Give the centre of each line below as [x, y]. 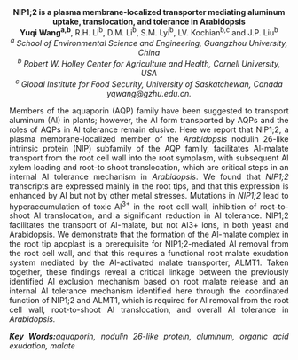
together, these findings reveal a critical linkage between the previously [149, 272]
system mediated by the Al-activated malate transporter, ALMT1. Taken [149, 262]
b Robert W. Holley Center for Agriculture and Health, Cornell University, [149, 63]
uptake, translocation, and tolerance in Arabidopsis [149, 21]
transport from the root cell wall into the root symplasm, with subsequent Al [149, 158]
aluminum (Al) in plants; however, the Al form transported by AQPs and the [149, 120]
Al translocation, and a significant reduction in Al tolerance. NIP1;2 [161, 215]
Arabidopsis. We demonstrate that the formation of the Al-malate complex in [149, 235]
